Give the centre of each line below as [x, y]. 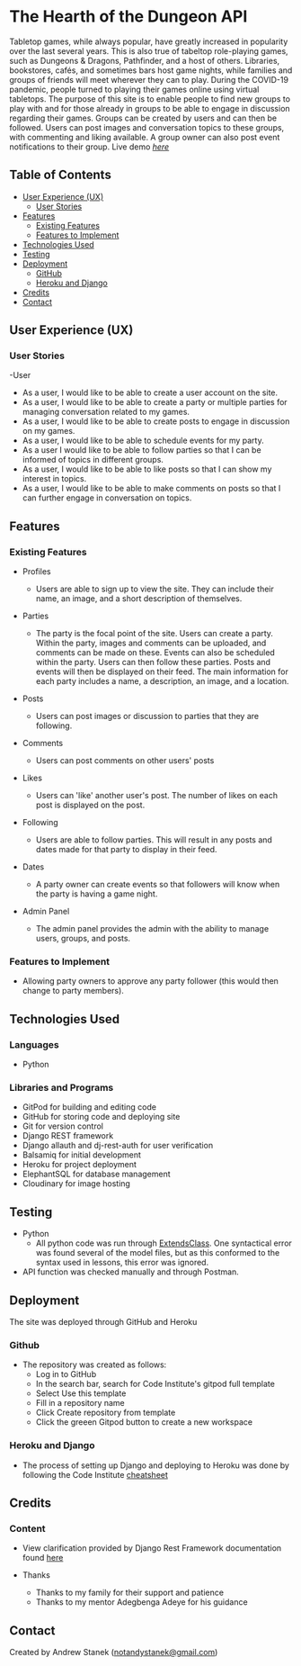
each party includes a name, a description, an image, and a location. [162, 681]
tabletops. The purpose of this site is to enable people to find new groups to [150, 99]
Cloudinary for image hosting [76, 1184]
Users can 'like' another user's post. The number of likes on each [157, 796]
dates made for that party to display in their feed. [126, 850]
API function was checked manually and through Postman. [131, 1272]
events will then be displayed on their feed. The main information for [162, 671]
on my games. [49, 431]
